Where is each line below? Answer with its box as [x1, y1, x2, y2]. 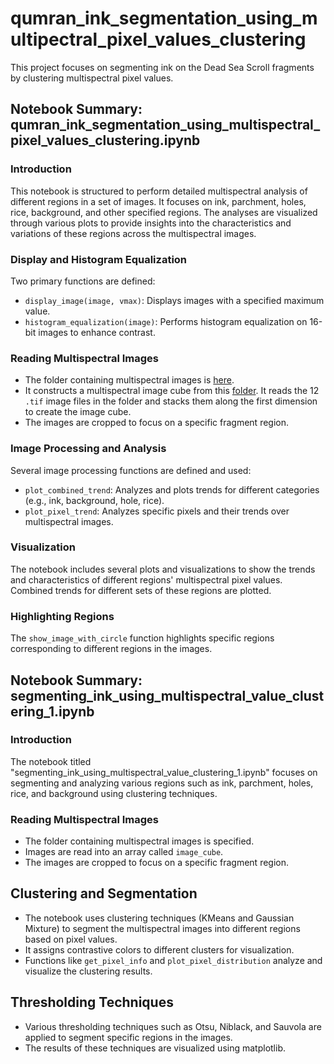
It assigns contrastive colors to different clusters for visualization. [24, 943, 295, 956]
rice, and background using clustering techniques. [10, 787, 218, 799]
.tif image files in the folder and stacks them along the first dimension [24, 395, 318, 407]
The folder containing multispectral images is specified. [24, 835, 255, 847]
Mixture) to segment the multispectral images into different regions [24, 922, 301, 934]
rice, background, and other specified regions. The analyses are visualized [10, 206, 318, 218]
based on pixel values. [24, 933, 118, 945]
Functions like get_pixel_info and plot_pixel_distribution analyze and [24, 954, 323, 966]
